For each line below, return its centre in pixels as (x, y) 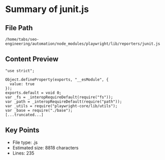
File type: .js (25, 142)
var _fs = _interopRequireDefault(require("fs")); (59, 97)
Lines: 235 (23, 153)
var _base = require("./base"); (39, 110)
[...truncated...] (24, 115)
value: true (22, 84)
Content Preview (32, 59)
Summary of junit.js (47, 9)
